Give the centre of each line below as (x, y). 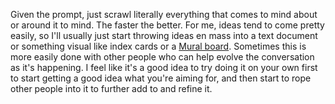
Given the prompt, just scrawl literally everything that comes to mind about (164, 14)
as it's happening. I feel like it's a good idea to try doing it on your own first (164, 67)
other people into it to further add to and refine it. (111, 88)
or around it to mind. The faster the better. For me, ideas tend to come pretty (167, 25)
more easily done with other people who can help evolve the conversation (162, 57)
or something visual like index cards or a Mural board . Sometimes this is (158, 46)
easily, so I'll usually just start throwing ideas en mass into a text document (164, 35)
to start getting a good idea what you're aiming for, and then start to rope (161, 78)
